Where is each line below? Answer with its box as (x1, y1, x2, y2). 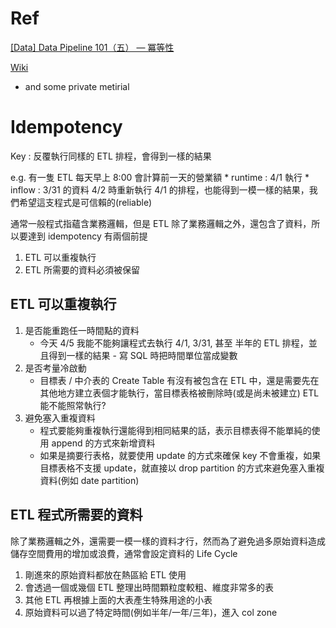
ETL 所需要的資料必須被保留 (24, 263, 141, 276)
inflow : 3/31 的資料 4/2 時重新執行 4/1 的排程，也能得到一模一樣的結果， (10, 183, 310, 196)
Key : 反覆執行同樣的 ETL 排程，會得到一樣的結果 (10, 150, 212, 162)
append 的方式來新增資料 (51, 437, 156, 449)
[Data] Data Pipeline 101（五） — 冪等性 (10, 41, 175, 53)
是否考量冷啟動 (24, 362, 87, 374)
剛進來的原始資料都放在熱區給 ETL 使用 (24, 568, 187, 581)
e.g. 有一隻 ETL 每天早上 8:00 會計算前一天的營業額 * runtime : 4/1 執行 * (10, 171, 310, 183)
